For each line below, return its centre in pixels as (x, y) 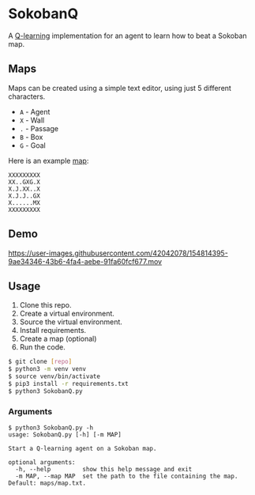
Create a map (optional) (58, 339)
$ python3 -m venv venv (47, 369)
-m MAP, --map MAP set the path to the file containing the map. (127, 476)
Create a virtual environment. (67, 314)
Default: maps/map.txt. (47, 483)
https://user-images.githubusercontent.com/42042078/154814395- (118, 253)
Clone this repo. (45, 305)
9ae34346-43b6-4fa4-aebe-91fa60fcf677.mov (85, 261)
